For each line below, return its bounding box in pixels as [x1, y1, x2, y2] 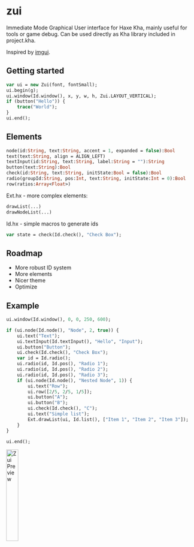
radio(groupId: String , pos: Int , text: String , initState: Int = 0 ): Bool [6, 176, 186, 182]
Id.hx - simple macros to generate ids [6, 220, 99, 227]
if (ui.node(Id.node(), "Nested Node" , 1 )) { [17, 377, 133, 383]
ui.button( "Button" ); [17, 344, 71, 350]
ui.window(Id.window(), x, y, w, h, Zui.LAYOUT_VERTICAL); [6, 93, 157, 99]
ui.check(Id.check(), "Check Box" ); [17, 350, 109, 356]
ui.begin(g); [6, 87, 39, 94]
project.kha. [6, 37, 36, 44]
